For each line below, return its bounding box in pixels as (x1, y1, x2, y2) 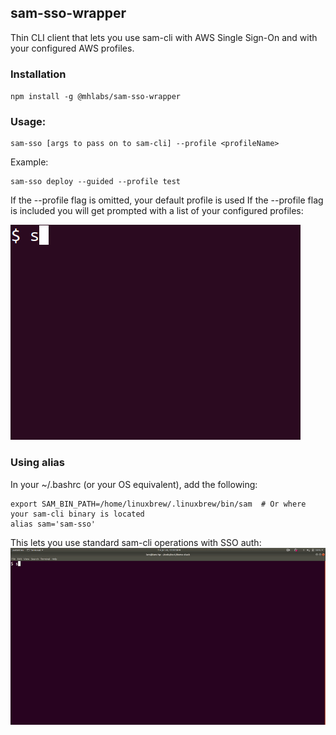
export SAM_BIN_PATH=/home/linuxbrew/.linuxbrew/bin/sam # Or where (10, 499, 307, 509)
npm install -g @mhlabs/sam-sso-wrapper (10, 92, 182, 102)
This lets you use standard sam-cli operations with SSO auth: (10, 536, 262, 548)
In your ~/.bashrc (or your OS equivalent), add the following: (10, 478, 258, 490)
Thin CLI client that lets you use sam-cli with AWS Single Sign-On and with (10, 31, 318, 43)
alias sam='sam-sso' (10, 519, 97, 529)
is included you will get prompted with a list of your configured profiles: (10, 205, 304, 217)
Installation (10, 67, 67, 81)
